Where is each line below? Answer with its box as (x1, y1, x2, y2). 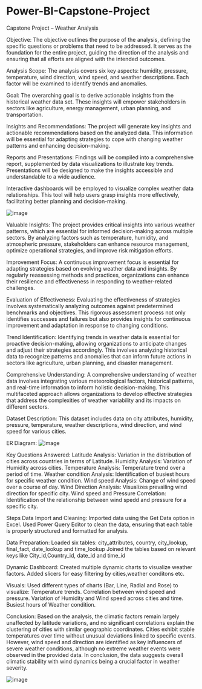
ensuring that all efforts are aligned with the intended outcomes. (6, 55, 166, 62)
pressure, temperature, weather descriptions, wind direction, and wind (6, 421, 182, 428)
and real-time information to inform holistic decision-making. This (6, 383, 170, 391)
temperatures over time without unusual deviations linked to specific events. (6, 631, 197, 639)
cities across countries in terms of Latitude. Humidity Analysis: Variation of (6, 457, 192, 464)
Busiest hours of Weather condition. (6, 601, 96, 608)
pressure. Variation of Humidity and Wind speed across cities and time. (6, 595, 183, 602)
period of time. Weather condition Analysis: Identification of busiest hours (6, 470, 190, 478)
